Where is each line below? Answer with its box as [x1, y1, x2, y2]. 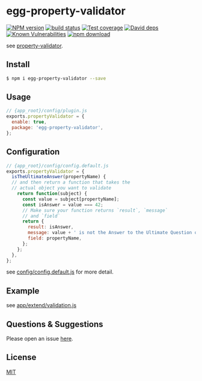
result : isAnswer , [28, 224, 74, 230]
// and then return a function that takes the [11, 179, 130, 185]
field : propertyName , [28, 235, 82, 241]
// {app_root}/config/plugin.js [6, 108, 87, 114]
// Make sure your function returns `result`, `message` [22, 207, 168, 214]
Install [6, 59, 30, 70]
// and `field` [22, 213, 61, 219]
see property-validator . [6, 42, 63, 49]
